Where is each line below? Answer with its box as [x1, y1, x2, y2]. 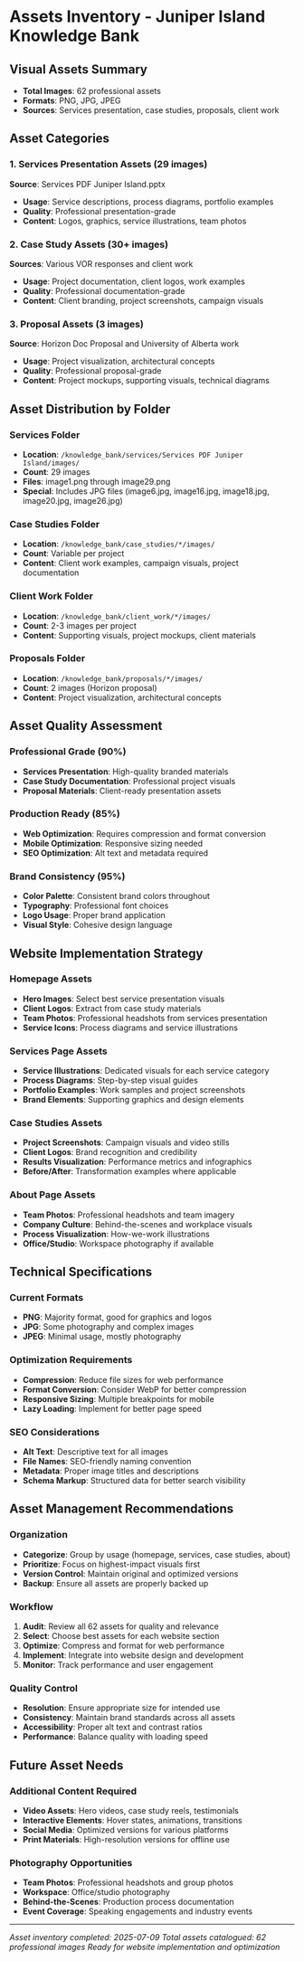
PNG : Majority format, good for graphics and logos [22, 1312, 213, 1322]
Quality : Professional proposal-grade [22, 365, 162, 376]
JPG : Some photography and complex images [22, 1322, 195, 1332]
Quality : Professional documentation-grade [22, 285, 185, 296]
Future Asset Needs [9, 1757, 124, 1773]
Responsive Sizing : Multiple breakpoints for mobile [22, 1393, 214, 1404]
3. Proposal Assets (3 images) [9, 317, 145, 330]
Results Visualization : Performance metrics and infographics [22, 1156, 252, 1168]
